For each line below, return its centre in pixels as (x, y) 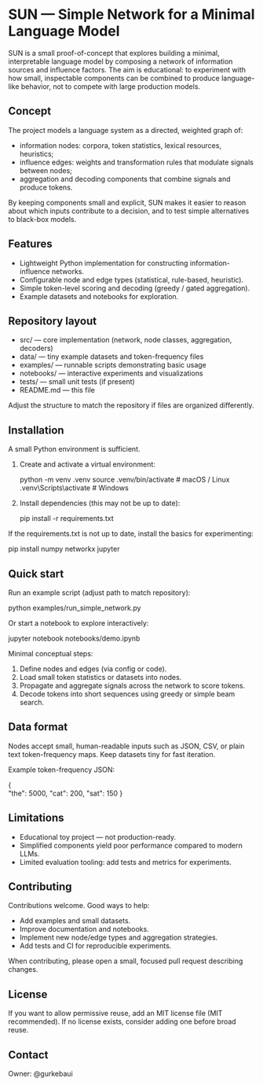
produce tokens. (46, 187)
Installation (36, 430)
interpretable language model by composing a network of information (121, 61)
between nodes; (46, 170)
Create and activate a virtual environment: (87, 464)
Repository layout (52, 321)
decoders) (36, 349)
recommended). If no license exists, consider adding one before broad (122, 1021)
